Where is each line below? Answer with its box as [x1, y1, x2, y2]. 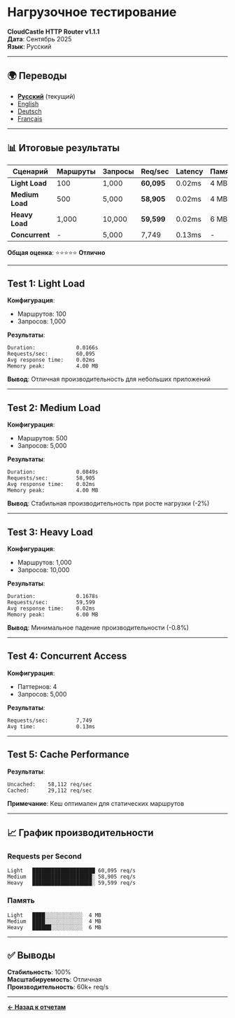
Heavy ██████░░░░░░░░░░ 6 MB [7, 923, 101, 931]
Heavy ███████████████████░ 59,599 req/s [7, 879, 136, 886]
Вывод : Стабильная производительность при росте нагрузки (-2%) [7, 499, 210, 508]
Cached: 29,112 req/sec [7, 787, 92, 794]
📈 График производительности [7, 827, 154, 839]
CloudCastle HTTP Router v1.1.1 [7, 27, 100, 36]
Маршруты [57, 166, 96, 176]
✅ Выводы [7, 949, 56, 961]
